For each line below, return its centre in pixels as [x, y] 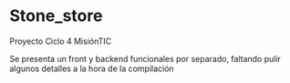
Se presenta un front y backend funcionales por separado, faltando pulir [145, 58]
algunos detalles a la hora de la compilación [92, 68]
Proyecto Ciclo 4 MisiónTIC [61, 41]
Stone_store [56, 16]
